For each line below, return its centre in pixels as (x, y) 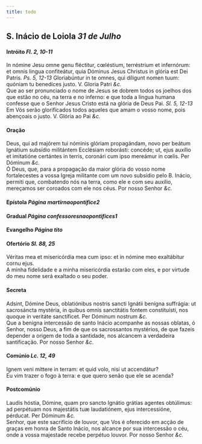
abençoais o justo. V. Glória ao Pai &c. (53, 116)
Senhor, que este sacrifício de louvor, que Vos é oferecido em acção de (95, 422)
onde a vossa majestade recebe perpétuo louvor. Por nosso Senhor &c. (95, 435)
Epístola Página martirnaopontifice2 (53, 202)
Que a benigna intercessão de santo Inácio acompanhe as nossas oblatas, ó (101, 323)
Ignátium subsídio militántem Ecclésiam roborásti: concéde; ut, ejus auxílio (99, 150)
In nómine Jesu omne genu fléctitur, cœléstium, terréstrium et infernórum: (98, 65)
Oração (16, 130)
